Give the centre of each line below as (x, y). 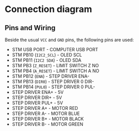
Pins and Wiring (30, 28)
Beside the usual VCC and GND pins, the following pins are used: (69, 40)
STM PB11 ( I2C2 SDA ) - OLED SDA (47, 60)
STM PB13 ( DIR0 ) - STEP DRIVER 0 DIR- (53, 82)
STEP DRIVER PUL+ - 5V (38, 103)
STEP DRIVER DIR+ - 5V (37, 97)
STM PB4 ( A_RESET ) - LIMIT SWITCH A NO (55, 71)
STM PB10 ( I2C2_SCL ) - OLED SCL (47, 55)
